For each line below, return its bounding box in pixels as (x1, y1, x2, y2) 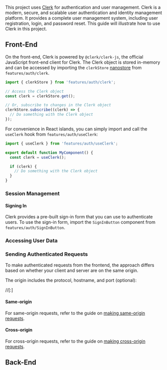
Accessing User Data (5, 237, 58, 244)
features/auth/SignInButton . (5, 224, 65, 230)
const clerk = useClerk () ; (10, 155, 66, 160)
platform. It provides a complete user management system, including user (5, 15, 158, 21)
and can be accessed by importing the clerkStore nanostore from (5, 64, 142, 70)
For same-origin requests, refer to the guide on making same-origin (5, 310, 145, 316)
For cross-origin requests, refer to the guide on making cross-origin (5, 338, 146, 344)
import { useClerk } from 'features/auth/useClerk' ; (5, 141, 118, 146)
